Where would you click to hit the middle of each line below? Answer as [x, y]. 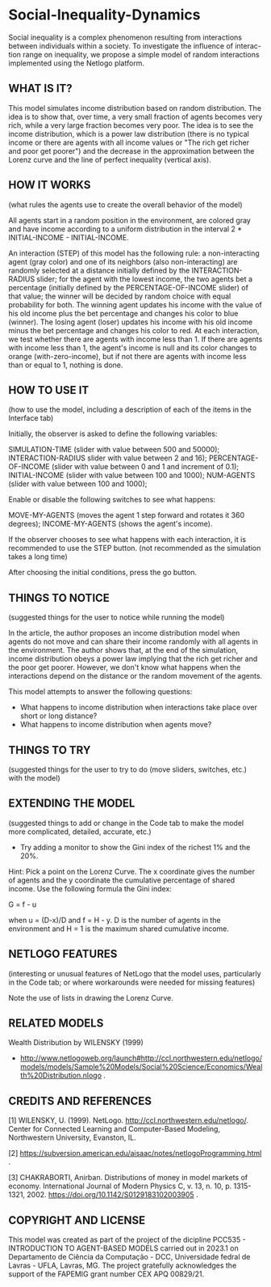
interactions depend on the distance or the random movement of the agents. [135, 676]
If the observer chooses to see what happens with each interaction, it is [127, 540]
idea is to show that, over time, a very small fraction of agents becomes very [135, 116]
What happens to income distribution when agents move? [116, 725]
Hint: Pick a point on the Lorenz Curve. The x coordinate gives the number [132, 871]
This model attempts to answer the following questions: [100, 692]
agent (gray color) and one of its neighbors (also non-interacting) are [123, 261]
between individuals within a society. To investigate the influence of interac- [135, 45]
